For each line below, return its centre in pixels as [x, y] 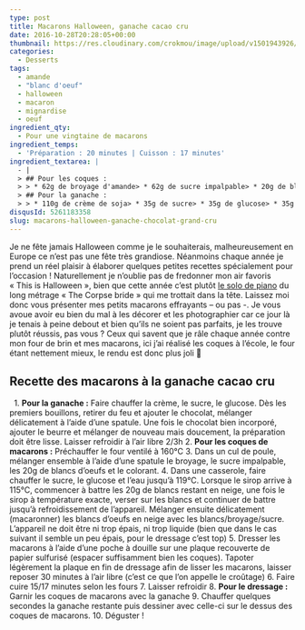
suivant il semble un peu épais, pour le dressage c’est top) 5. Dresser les [145, 538]
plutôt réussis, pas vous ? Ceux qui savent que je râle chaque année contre [150, 334]
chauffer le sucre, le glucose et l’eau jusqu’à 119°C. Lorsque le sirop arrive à [151, 480]
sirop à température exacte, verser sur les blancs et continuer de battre [143, 500]
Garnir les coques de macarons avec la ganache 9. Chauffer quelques [140, 596]
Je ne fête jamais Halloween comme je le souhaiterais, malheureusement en [151, 246]
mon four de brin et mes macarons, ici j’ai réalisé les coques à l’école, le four [152, 343]
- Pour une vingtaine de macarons [83, 136]
